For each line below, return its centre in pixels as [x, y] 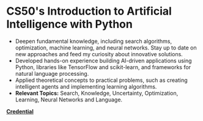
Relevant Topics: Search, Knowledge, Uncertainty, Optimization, [97, 93]
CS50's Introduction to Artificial [89, 11]
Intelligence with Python [69, 24]
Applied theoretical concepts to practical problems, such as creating [101, 80]
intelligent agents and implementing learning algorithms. [86, 86]
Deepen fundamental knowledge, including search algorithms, [94, 41]
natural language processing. [52, 73]
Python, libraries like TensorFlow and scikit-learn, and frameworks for [103, 67]
